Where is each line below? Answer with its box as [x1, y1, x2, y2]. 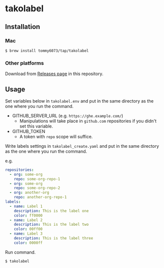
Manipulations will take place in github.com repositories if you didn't [19, 118, 157, 124]
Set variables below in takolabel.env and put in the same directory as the [5, 98, 154, 104]
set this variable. [19, 123, 53, 129]
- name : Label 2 [9, 217, 43, 222]
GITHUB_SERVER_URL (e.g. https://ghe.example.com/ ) [12, 112, 124, 118]
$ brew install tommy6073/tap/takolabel [5, 48, 89, 53]
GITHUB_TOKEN [12, 128, 46, 134]
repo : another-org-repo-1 [14, 195, 67, 200]
